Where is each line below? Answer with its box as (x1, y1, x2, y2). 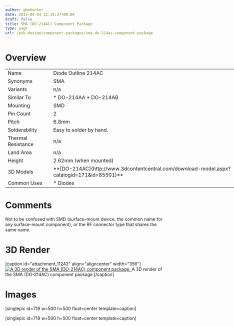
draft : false (5, 16, 32, 21)
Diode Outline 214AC (53, 69, 103, 76)
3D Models (7, 168, 33, 175)
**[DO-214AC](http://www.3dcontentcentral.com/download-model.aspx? (53, 165, 231, 172)
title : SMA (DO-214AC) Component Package (5, 21, 93, 26)
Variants (7, 85, 27, 92)
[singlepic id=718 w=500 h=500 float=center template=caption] (5, 315, 136, 321)
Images (5, 289, 36, 300)
